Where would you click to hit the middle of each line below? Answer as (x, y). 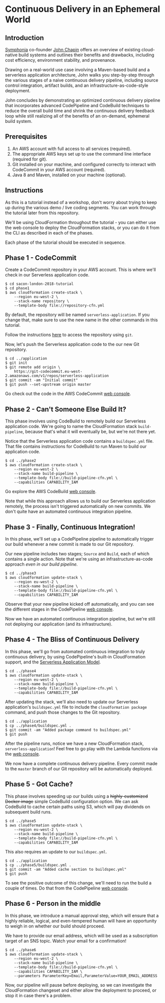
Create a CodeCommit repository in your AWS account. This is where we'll (81, 270)
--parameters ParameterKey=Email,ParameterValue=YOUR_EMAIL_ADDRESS (86, 976)
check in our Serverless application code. (47, 275)
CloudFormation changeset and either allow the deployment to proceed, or (81, 990)
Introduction (25, 38)
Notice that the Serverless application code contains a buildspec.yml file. (79, 441)
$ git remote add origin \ (33, 367)
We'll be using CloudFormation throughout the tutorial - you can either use (81, 222)
